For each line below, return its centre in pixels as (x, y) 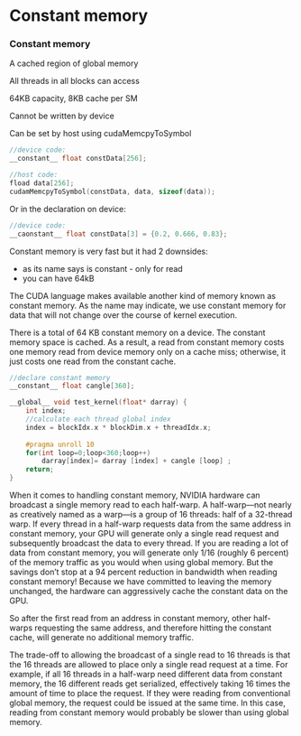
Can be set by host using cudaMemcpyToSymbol (100, 134)
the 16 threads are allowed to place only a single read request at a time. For (149, 665)
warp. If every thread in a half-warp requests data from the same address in (150, 524)
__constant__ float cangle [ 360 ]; (72, 386)
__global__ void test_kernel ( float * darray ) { (98, 403)
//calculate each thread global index (98, 419)
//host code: (34, 175)
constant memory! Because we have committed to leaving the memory (141, 582)
